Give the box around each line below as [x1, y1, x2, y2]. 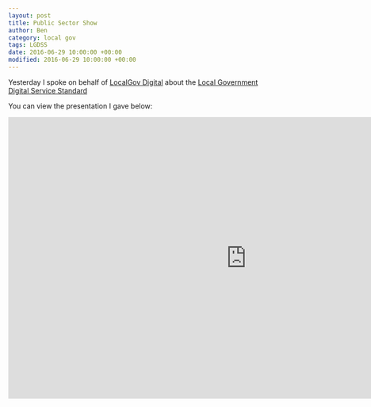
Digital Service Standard [8, 86, 88, 95]
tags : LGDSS [8, 41, 48, 49]
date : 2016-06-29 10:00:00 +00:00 [8, 48, 123, 56]
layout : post [8, 11, 52, 20]
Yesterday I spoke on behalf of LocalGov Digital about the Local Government [8, 77, 258, 87]
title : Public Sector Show [8, 19, 98, 27]
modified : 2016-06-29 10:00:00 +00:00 [8, 56, 136, 64]
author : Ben [8, 26, 48, 34]
